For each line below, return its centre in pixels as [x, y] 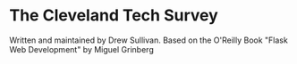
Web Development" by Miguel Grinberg [81, 49]
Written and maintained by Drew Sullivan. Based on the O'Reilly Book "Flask [148, 40]
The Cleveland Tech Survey [114, 16]
